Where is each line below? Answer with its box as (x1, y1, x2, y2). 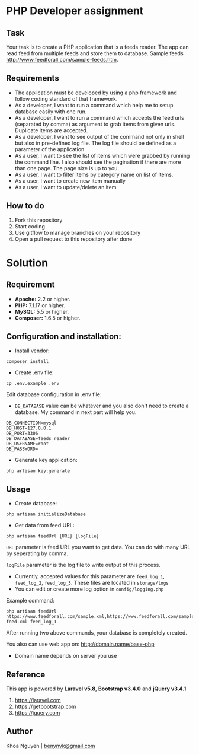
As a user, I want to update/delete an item (14, 183, 117, 190)
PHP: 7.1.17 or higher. (14, 301, 65, 309)
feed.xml (6, 619, 28, 625)
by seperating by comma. (6, 550, 69, 557)
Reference (6, 669, 46, 680)
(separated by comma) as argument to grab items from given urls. (14, 120, 176, 128)
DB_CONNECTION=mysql (6, 420, 57, 426)
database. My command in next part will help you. (14, 409, 137, 416)
